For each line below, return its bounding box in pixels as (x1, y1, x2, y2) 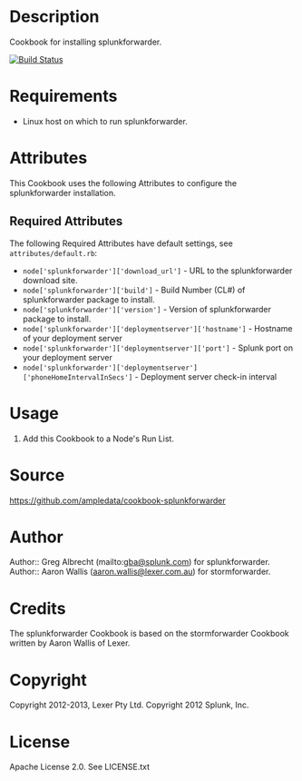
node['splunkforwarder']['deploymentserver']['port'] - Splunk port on (22, 342, 293, 353)
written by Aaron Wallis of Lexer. (9, 638, 131, 648)
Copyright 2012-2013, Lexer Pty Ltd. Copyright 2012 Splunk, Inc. (9, 699, 249, 710)
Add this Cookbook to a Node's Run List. (22, 433, 175, 444)
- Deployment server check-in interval (134, 371, 278, 382)
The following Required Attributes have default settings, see (9, 238, 233, 249)
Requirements (9, 86, 118, 106)
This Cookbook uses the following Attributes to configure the (9, 177, 238, 188)
